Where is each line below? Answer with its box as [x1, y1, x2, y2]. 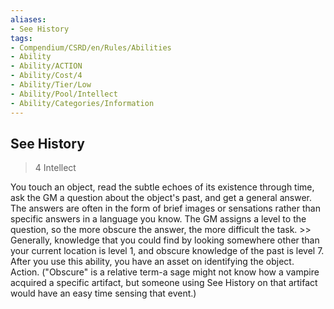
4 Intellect [34, 162, 77, 174]
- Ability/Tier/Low [10, 80, 92, 90]
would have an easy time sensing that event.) [10, 287, 197, 300]
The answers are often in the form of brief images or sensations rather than [10, 202, 321, 215]
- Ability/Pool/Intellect [10, 89, 118, 99]
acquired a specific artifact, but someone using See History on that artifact [10, 277, 318, 289]
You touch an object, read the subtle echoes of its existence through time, [10, 181, 315, 193]
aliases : [10, 14, 47, 25]
